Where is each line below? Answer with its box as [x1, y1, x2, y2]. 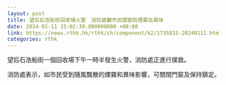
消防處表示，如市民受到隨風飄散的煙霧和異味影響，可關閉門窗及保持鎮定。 [7, 70, 220, 79]
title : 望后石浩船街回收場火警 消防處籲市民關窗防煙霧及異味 [7, 17, 164, 23]
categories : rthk [7, 36, 58, 43]
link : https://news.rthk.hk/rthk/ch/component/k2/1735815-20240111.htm [7, 29, 219, 37]
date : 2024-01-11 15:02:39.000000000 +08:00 [7, 23, 138, 30]
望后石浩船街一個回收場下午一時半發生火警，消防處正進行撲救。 [7, 56, 190, 64]
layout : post [7, 10, 45, 17]
